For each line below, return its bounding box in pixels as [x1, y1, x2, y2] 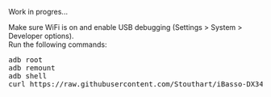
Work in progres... [8, 7, 69, 16]
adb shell [8, 72, 47, 80]
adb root [8, 56, 43, 64]
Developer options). [8, 32, 74, 40]
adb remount [8, 64, 56, 72]
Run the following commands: [8, 40, 107, 49]
